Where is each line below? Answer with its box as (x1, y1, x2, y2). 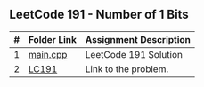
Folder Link (28, 33, 78, 45)
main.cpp (28, 48, 68, 60)
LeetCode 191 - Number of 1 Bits (9, 7, 189, 22)
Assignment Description (85, 33, 192, 45)
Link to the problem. (85, 62, 169, 75)
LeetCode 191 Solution (85, 48, 183, 60)
